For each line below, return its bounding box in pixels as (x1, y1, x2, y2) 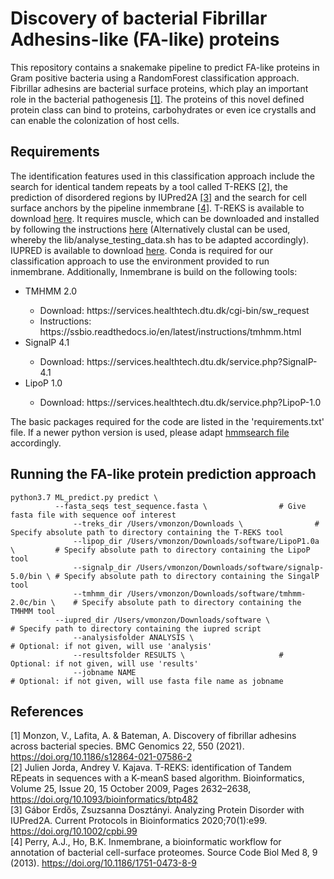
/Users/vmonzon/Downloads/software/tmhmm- (126, 588, 307, 599)
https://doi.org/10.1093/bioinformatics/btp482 (10, 793, 199, 806)
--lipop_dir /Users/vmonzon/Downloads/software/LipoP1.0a (73, 536, 320, 546)
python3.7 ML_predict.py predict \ (10, 492, 159, 502)
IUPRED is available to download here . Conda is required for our (10, 244, 273, 256)
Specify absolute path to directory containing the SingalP (63, 571, 320, 581)
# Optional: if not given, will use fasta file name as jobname (10, 676, 284, 686)
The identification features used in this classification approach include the (10, 170, 315, 182)
